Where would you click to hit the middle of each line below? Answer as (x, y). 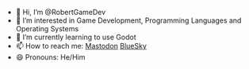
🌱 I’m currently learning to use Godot (76, 37)
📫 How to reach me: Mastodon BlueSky (81, 46)
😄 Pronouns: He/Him (50, 57)
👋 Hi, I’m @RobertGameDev (61, 12)
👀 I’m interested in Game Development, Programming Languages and (128, 20)
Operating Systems (47, 29)
